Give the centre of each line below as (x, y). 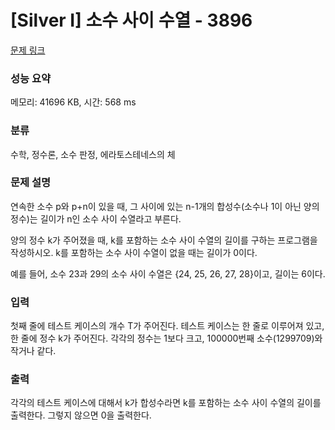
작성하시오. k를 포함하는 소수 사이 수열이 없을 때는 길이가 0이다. (134, 252)
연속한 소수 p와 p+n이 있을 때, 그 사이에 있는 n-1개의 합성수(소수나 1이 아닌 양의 (165, 206)
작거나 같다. (33, 351)
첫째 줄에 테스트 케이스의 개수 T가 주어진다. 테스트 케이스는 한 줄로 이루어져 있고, (167, 326)
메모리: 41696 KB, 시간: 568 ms (73, 102)
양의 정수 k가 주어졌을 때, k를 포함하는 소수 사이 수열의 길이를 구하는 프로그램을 (164, 240)
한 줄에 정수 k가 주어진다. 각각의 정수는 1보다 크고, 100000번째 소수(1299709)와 (166, 338)
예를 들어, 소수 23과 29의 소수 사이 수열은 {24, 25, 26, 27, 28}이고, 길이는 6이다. (168, 273)
